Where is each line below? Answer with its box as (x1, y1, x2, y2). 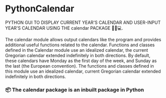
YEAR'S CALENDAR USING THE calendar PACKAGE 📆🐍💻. (5, 25, 123, 31)
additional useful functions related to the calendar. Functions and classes (5, 42, 155, 48)
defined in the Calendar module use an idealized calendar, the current (5, 47, 148, 53)
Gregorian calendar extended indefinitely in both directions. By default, (5, 52, 151, 58)
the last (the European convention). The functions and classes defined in (5, 63, 154, 69)
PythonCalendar (5, 3, 75, 14)
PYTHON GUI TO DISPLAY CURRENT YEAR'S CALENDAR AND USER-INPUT (5, 19, 161, 25)
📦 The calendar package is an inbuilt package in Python (5, 86, 144, 93)
